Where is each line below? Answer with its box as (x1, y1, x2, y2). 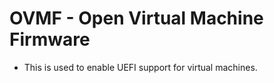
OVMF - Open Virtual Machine (9, 7, 264, 30)
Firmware (9, 28, 91, 51)
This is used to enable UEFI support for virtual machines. (23, 61, 258, 73)
